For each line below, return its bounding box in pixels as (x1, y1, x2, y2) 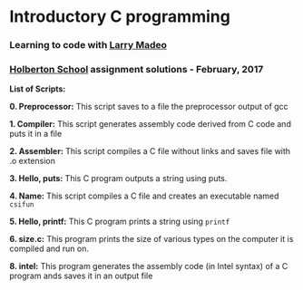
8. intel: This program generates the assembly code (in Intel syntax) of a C (9, 261, 288, 272)
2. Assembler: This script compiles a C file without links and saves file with (9, 146, 291, 157)
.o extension (9, 156, 56, 167)
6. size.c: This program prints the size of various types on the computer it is (9, 234, 294, 245)
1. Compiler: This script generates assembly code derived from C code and (9, 119, 292, 130)
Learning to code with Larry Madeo (9, 39, 168, 52)
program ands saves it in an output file (9, 270, 153, 282)
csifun (9, 200, 34, 209)
